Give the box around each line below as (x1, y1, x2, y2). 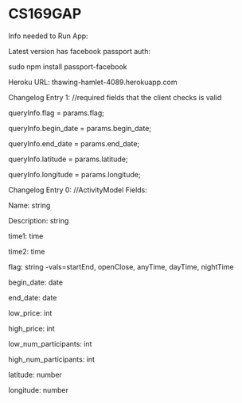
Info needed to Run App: (8, 31, 89, 41)
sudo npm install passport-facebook (8, 61, 127, 72)
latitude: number (8, 370, 62, 379)
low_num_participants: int (8, 339, 92, 348)
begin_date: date (8, 277, 64, 287)
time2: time (8, 246, 45, 256)
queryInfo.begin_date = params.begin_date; (8, 123, 152, 133)
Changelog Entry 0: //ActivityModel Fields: (8, 184, 147, 195)
